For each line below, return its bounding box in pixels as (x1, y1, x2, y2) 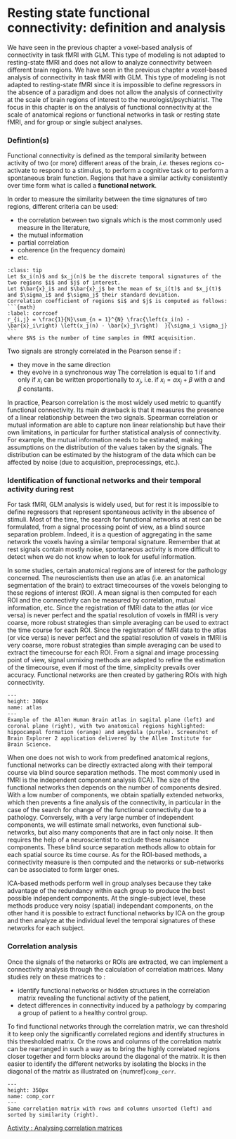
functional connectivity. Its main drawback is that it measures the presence (7, 406, 225, 414)
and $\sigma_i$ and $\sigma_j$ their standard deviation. (7, 292, 181, 299)
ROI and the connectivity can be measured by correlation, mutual (7, 596, 196, 605)
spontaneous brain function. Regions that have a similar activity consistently (7, 174, 228, 182)
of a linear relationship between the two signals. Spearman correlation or (7, 413, 218, 422)
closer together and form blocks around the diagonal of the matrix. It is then (7, 1052, 227, 1060)
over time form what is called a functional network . (7, 181, 157, 190)
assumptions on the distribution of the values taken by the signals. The (7, 443, 212, 451)
